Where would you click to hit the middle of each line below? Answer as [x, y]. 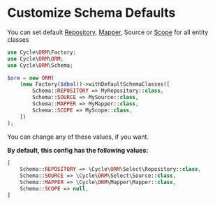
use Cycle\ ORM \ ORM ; [36, 59]
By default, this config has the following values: [78, 150]
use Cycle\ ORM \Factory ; [42, 52]
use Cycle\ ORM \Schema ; [40, 65]
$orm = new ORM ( [31, 78]
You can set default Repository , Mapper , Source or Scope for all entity [108, 32]
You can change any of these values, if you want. [78, 137]
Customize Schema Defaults [91, 13]
